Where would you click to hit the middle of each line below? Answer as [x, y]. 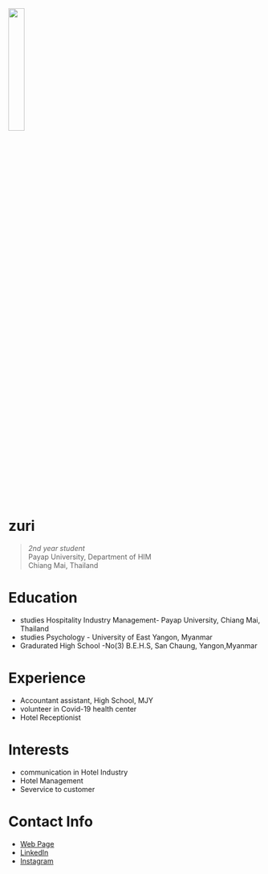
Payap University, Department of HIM [89, 557]
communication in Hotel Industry [74, 772]
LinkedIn [34, 852]
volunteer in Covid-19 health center [78, 709]
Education [43, 598]
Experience [47, 678]
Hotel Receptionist [51, 717]
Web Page [37, 843]
